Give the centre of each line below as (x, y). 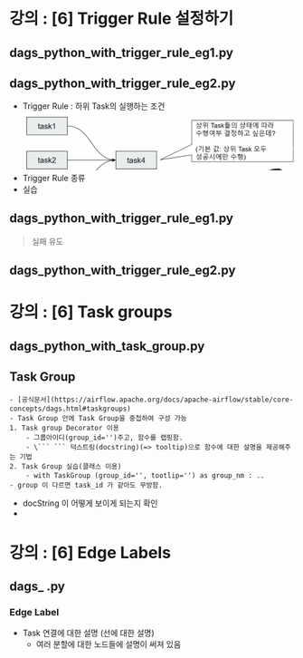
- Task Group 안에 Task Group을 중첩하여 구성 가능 (98, 418)
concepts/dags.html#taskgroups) (70, 409)
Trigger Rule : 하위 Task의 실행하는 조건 (94, 106)
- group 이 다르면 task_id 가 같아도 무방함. (86, 485)
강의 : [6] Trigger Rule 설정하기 (122, 19)
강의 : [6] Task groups (91, 312)
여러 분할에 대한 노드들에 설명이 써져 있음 (109, 644)
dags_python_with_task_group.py (107, 346)
